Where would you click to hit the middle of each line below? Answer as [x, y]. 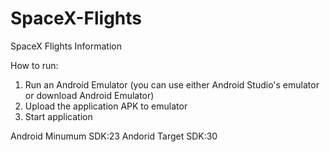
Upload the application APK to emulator [106, 106]
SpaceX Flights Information [66, 46]
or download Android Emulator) [89, 95]
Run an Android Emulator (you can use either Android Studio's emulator [172, 84]
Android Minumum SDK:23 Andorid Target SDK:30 [114, 136]
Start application [58, 116]
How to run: [34, 65]
